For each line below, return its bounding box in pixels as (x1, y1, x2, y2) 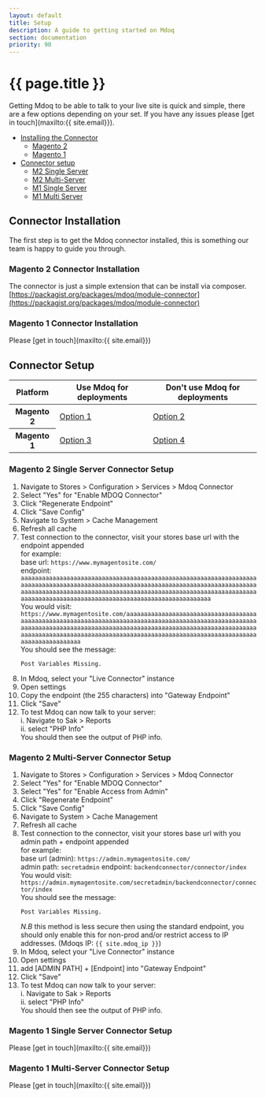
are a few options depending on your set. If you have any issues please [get (9, 110, 255, 119)
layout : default (9, 11, 62, 20)
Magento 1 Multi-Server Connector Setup (9, 1063, 170, 1074)
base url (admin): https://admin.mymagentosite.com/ (20, 853, 191, 863)
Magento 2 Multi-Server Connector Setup (9, 752, 171, 763)
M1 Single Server (31, 183, 87, 193)
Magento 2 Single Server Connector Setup (9, 464, 175, 475)
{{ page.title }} (9, 75, 106, 93)
